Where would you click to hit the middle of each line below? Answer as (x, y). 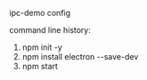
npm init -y (42, 47)
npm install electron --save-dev (80, 56)
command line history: (50, 30)
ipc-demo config (40, 13)
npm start (40, 66)
